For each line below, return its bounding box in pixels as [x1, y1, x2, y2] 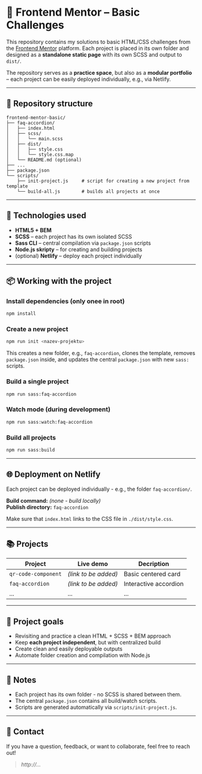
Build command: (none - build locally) [6, 497, 101, 504]
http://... [20, 761, 41, 768]
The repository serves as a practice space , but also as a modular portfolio [6, 69, 192, 76]
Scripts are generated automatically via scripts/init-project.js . [14, 703, 177, 711]
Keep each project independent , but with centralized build [14, 639, 161, 646]
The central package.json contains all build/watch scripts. [14, 697, 158, 705]
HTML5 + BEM [14, 226, 52, 234]
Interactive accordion [123, 580, 184, 588]
